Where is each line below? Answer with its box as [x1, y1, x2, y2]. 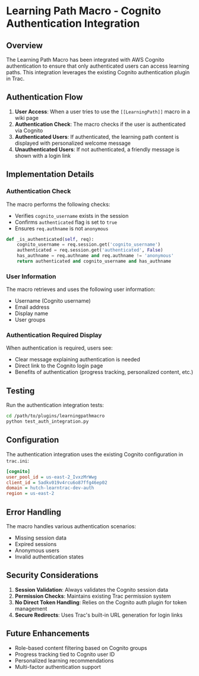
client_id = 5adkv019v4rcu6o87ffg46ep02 [6, 480, 108, 485]
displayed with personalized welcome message [14, 139, 131, 147]
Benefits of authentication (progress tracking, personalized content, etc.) [14, 369, 194, 376]
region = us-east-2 [6, 491, 55, 497]
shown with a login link [14, 152, 71, 159]
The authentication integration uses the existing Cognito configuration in [6, 450, 184, 458]
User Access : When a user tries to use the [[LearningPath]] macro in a [14, 108, 190, 115]
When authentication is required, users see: [6, 344, 113, 351]
